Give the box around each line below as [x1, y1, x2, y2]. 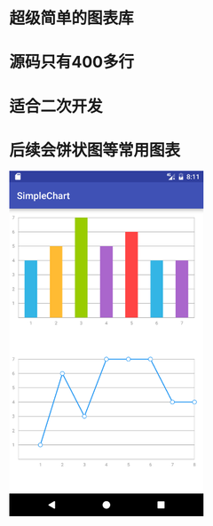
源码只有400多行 [9, 52, 135, 72]
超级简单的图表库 [9, 8, 135, 28]
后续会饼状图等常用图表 [9, 139, 181, 160]
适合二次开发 [9, 96, 104, 116]
